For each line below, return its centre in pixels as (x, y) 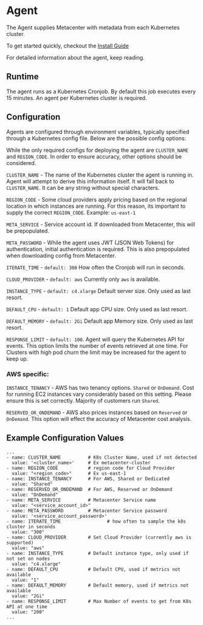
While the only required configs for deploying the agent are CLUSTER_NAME (97, 150)
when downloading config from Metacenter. (61, 255)
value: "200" (28, 612)
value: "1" (26, 580)
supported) (20, 543)
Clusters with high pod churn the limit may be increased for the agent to (96, 352)
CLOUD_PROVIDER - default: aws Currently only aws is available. (83, 279)
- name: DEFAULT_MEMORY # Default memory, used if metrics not (98, 585)
